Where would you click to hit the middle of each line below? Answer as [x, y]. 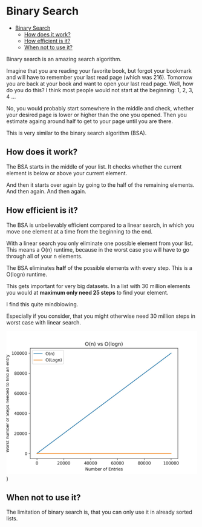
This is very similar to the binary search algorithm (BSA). [77, 133]
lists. [12, 519]
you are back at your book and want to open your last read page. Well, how [100, 84]
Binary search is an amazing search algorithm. [64, 59]
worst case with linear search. [44, 322]
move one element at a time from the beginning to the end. [80, 231]
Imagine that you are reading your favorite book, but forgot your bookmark [99, 70]
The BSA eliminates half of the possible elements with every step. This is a [99, 267]
